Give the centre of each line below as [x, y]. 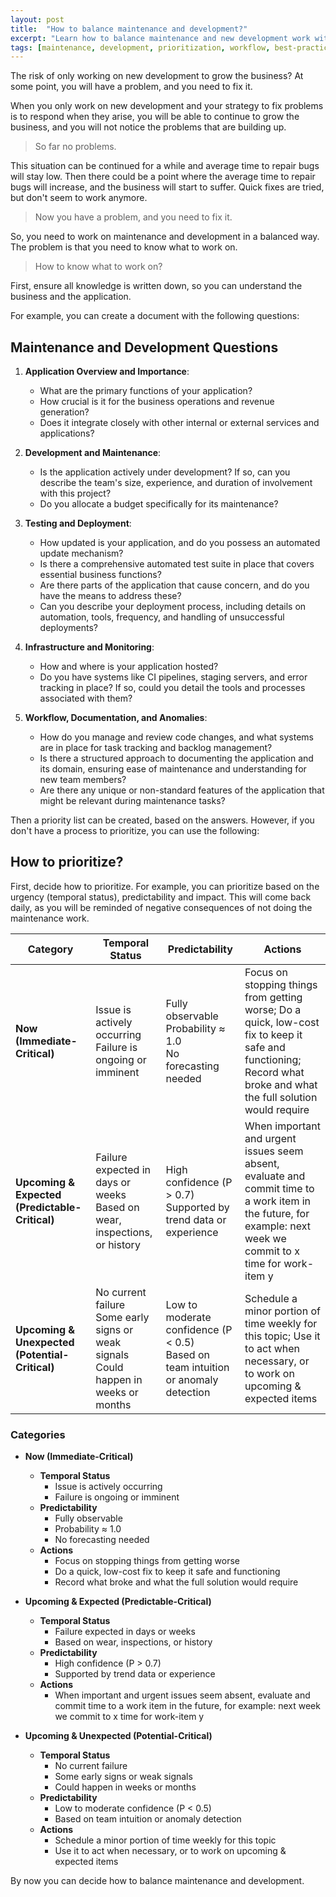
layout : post [37, 19]
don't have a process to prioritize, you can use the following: [135, 831]
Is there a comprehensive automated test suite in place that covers [177, 564]
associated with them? [86, 698]
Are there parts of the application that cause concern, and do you [174, 585]
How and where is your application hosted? [129, 667]
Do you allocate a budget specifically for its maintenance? [159, 504]
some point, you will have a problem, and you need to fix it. [131, 87]
